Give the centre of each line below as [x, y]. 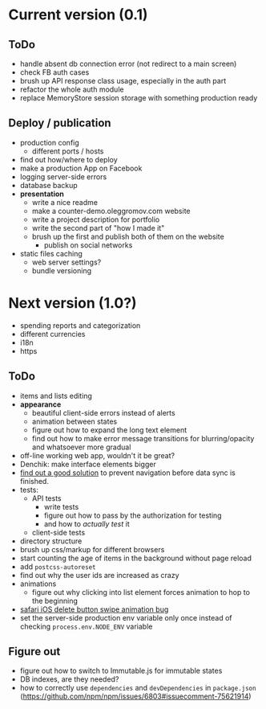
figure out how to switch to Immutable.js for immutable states [121, 671]
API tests [46, 498]
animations [38, 584]
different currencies [52, 334]
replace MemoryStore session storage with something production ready [139, 98]
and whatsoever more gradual [81, 447]
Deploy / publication [60, 123]
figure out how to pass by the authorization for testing [133, 515]
